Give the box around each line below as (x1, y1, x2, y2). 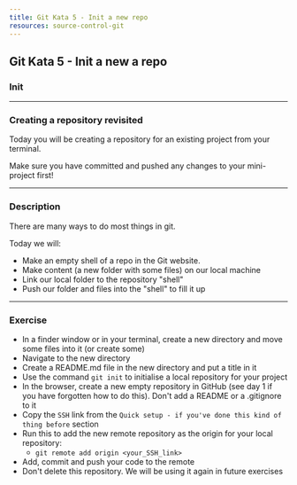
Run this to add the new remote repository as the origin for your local (21, 428, 274, 439)
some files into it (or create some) (21, 343, 146, 355)
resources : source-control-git (9, 21, 125, 30)
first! (36, 170, 54, 181)
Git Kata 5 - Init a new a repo (9, 54, 168, 69)
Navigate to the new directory (21, 353, 131, 364)
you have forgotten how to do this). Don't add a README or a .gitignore (21, 391, 282, 402)
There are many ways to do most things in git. (9, 221, 176, 231)
